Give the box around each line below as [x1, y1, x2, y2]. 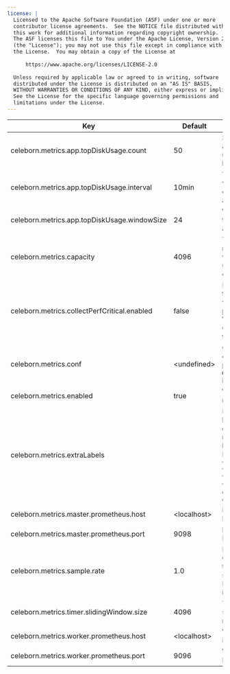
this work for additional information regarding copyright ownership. [13, 29, 219, 36]
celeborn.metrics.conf [10, 359, 82, 369]
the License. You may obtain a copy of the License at [13, 49, 176, 56]
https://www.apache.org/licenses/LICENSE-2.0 [25, 61, 157, 68]
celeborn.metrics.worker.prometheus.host [10, 631, 146, 640]
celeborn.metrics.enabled [10, 391, 94, 400]
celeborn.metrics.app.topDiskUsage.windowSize [10, 215, 168, 224]
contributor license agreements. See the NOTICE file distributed [13, 23, 210, 30]
